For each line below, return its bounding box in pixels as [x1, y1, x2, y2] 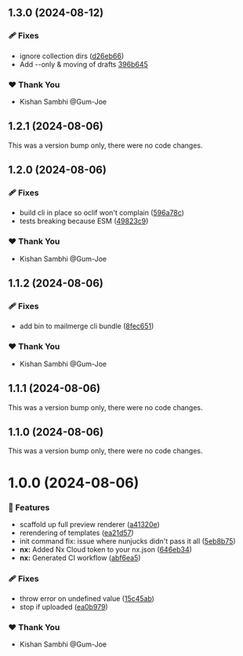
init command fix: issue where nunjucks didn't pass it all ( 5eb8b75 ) [19, 536, 237, 545]
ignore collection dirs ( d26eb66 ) [19, 51, 124, 60]
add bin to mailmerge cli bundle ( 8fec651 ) [19, 321, 154, 331]
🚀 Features [8, 502, 50, 513]
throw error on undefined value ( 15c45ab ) [19, 594, 155, 603]
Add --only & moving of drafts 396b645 [19, 59, 149, 69]
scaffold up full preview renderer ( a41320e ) [19, 519, 161, 529]
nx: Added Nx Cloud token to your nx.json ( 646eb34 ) [19, 544, 192, 554]
